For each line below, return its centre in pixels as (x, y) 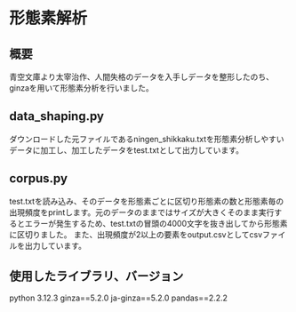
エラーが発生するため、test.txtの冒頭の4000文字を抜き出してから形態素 (156, 223)
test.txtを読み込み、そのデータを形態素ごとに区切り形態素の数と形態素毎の (147, 201)
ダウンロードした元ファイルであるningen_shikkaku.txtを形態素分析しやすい (147, 139)
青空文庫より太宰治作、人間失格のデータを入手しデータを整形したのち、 (141, 77)
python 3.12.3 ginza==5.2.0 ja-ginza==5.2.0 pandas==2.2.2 (119, 298)
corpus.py (39, 179)
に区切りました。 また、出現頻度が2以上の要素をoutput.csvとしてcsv (136, 234)
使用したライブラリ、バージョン (96, 276)
